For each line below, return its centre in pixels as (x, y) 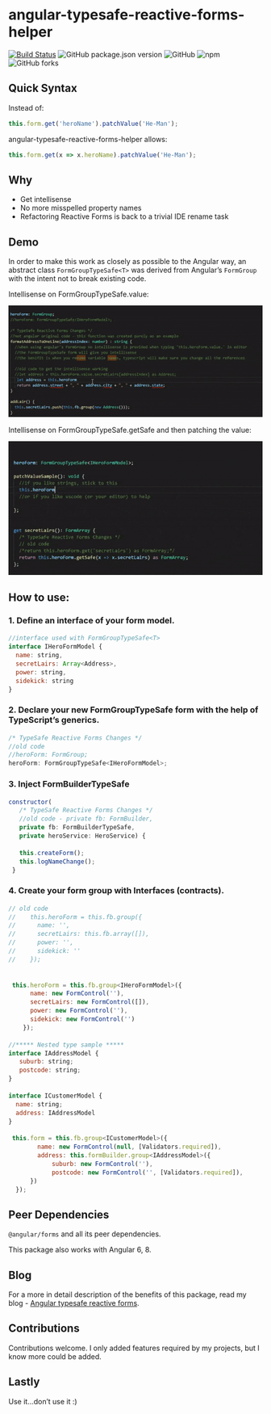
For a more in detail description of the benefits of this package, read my (128, 1294)
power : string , (41, 672)
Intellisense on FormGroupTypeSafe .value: (79, 294)
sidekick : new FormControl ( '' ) (82, 1019)
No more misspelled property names (81, 208)
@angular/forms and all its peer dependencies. (85, 1234)
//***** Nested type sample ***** (67, 1045)
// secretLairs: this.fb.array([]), (79, 934)
